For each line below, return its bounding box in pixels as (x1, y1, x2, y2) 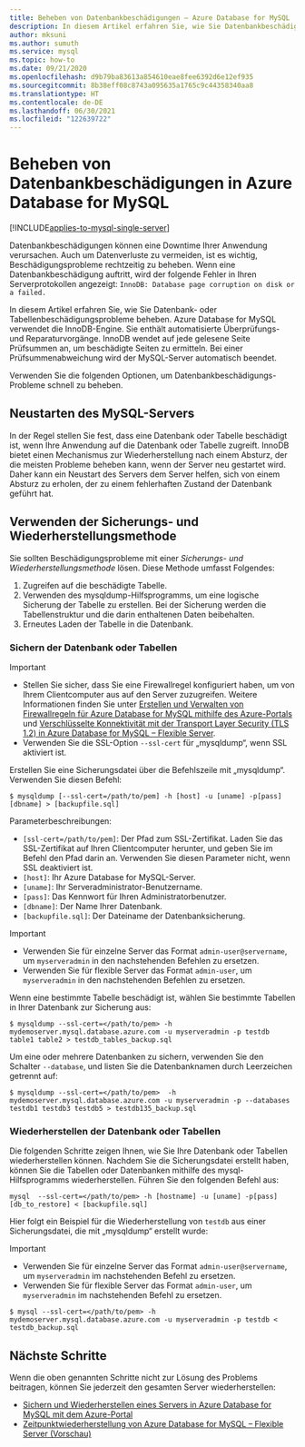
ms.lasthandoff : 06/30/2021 (9, 106, 116, 115)
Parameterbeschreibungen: (9, 815, 112, 827)
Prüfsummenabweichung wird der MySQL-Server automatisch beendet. (9, 352, 277, 363)
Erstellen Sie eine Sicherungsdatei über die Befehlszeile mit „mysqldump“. (9, 764, 286, 775)
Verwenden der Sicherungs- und (9, 514, 200, 530)
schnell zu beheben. (46, 380, 123, 391)
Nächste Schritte (9, 1348, 107, 1363)
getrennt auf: (9, 1070, 58, 1081)
